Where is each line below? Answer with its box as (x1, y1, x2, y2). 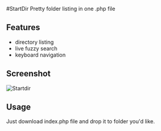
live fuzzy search (14, 44, 58, 52)
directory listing (14, 38, 54, 46)
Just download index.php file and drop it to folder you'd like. (6, 118, 155, 125)
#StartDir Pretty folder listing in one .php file (6, 5, 115, 12)
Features (6, 22, 40, 32)
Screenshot (6, 69, 51, 79)
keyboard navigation (14, 51, 66, 58)
